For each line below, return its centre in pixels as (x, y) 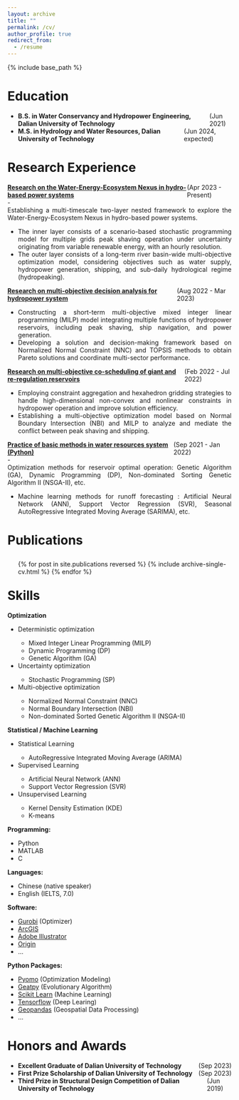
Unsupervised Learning (52, 794)
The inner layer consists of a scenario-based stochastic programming (124, 231)
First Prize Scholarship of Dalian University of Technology (105, 1073)
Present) (199, 195)
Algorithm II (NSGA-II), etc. (46, 482)
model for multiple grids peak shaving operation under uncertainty (124, 239)
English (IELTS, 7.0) (46, 893)
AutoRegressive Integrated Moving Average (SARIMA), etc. (104, 511)
